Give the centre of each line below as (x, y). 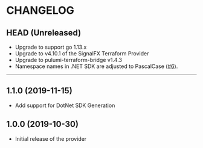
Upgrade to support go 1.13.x (51, 47)
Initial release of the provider (51, 138)
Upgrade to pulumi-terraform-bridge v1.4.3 (69, 60)
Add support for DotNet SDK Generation (65, 105)
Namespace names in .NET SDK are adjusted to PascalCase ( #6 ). (96, 66)
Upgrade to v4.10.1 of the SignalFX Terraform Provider (82, 54)
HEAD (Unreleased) (44, 33)
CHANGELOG (40, 11)
